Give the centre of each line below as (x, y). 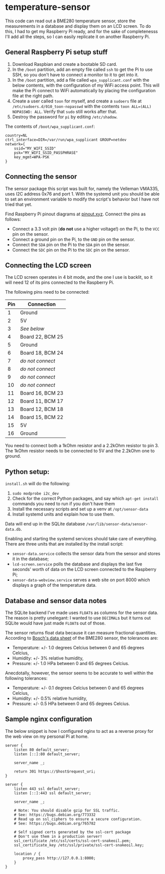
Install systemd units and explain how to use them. (63, 514)
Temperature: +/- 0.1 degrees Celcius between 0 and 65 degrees (78, 688)
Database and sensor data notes (56, 601)
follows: (13, 219)
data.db (13, 530)
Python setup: (27, 472)
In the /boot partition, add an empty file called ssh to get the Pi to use (82, 69)
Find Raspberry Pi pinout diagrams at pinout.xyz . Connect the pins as (76, 214)
